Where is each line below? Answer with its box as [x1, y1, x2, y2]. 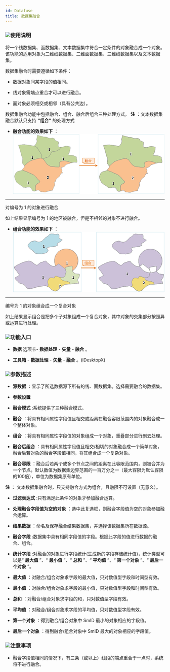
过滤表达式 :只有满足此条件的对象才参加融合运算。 [12, 495, 117, 501]
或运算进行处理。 [5, 320, 41, 326]
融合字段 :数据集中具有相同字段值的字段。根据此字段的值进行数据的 [12, 533, 153, 540]
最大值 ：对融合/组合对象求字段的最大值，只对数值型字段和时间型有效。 [12, 574, 162, 581]
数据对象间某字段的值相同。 [12, 79, 71, 85]
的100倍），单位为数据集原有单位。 [12, 474, 85, 480]
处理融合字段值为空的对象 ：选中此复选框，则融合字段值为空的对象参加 [12, 506, 160, 512]
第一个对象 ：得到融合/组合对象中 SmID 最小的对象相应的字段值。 [12, 617, 149, 624]
